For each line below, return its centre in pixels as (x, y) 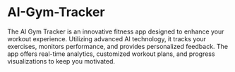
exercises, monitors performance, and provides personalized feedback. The (117, 46)
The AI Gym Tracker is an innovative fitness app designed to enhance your (116, 31)
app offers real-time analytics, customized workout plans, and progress (111, 54)
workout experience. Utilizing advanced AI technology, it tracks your (107, 38)
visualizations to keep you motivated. (61, 61)
